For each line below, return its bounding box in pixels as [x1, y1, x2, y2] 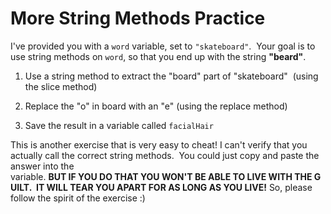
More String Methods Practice [10, 7, 266, 30]
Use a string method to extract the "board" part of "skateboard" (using [24, 70, 319, 82]
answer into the [10, 160, 75, 172]
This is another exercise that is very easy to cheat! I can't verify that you [10, 138, 308, 151]
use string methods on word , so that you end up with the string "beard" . [10, 50, 307, 62]
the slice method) [24, 80, 98, 92]
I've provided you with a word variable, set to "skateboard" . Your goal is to [10, 40, 316, 52]
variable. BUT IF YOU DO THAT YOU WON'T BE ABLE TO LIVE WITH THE [10, 170, 313, 182]
